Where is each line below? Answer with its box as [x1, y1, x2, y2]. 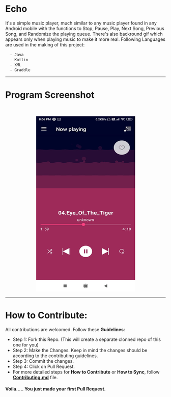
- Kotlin [10, 57, 28, 62]
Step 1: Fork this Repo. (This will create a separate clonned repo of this [12, 336, 161, 342]
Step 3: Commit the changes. [12, 358, 74, 364]
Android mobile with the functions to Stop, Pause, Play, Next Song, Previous [5, 25, 164, 31]
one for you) [12, 341, 39, 348]
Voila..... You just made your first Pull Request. [5, 386, 106, 392]
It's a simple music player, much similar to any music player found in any [5, 20, 157, 26]
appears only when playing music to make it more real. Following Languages [5, 36, 165, 42]
